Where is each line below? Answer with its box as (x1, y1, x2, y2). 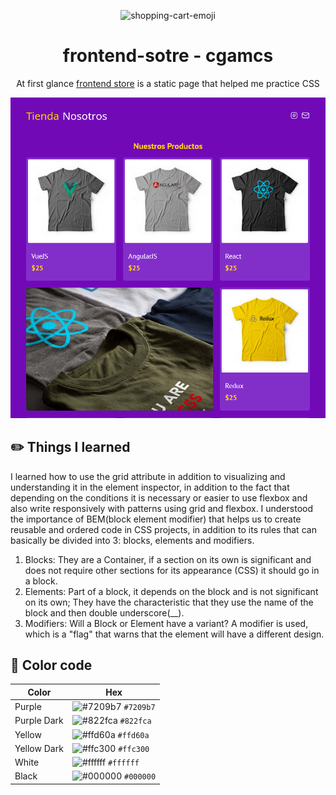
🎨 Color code (10, 657, 93, 674)
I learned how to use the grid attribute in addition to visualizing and (10, 470, 286, 482)
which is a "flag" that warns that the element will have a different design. (24, 628, 325, 640)
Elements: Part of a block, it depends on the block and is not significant (24, 585, 319, 597)
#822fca (119, 716, 152, 727)
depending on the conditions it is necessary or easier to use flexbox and (10, 491, 308, 504)
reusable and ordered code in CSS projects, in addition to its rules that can (10, 523, 317, 535)
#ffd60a (117, 730, 150, 740)
